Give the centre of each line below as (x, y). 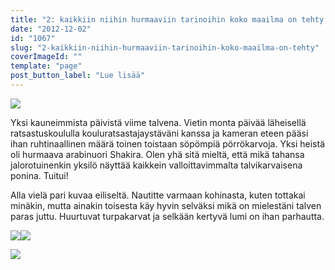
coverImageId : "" (46, 57)
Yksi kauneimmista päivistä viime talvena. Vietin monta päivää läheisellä (158, 122)
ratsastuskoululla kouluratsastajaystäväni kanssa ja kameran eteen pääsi (159, 133)
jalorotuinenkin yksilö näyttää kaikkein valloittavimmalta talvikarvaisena (156, 165)
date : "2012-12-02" (51, 29)
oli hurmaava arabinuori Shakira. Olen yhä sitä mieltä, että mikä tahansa (157, 154)
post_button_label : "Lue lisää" (77, 76)
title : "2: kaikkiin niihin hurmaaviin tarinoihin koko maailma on (154, 19)
